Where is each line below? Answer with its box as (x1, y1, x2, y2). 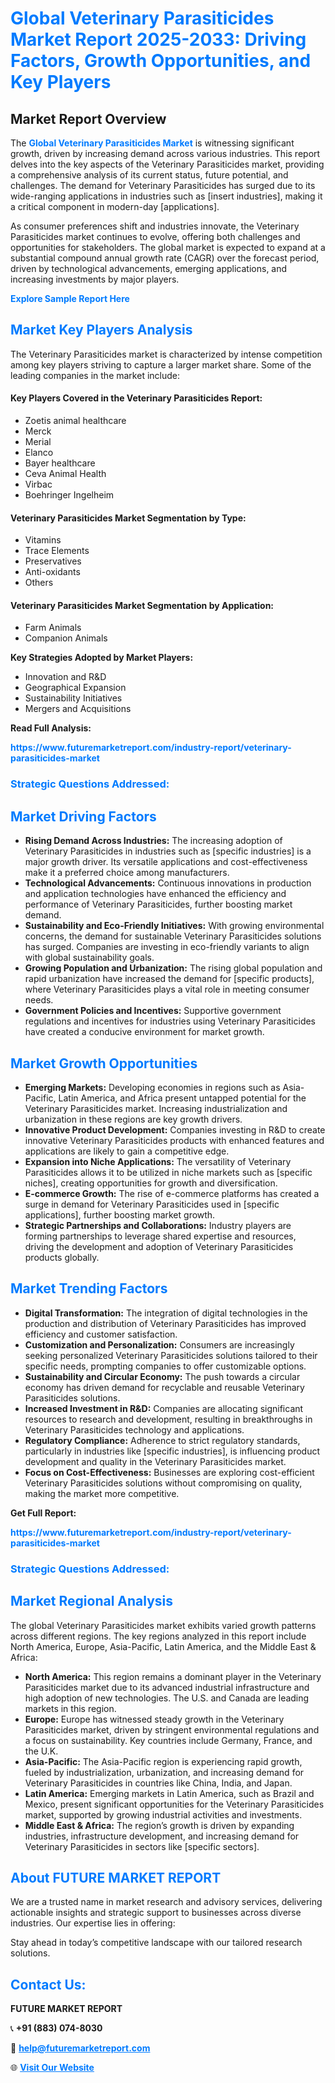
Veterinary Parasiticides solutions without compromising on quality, (24, 1477, 303, 1489)
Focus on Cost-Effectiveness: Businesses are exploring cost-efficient (24, 1466, 315, 1478)
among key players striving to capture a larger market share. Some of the (10, 358, 312, 371)
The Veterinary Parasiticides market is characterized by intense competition (10, 348, 323, 360)
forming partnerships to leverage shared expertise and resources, (24, 1230, 297, 1242)
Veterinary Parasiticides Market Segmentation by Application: (10, 599, 275, 611)
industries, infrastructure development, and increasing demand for (24, 1830, 300, 1842)
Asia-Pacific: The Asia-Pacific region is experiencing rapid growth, (24, 1755, 303, 1767)
